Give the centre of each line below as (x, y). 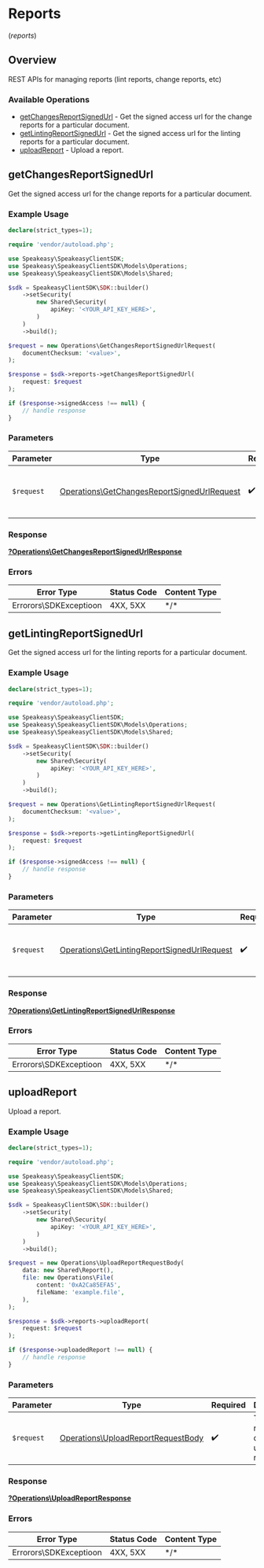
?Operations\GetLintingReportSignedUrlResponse (92, 1010)
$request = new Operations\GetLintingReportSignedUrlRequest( (112, 804)
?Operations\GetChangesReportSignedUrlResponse (95, 552)
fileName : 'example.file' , (81, 1292)
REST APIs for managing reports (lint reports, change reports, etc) (115, 79)
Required (228, 1405)
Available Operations (49, 99)
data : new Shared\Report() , (68, 1271)
